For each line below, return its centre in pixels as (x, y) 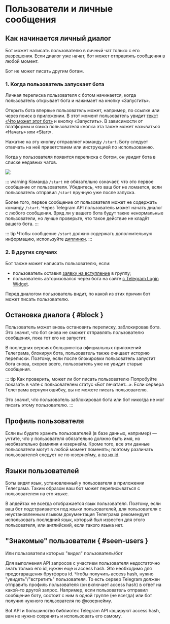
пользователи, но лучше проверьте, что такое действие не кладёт (77, 218)
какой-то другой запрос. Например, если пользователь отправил (77, 590)
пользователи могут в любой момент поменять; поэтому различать (79, 450)
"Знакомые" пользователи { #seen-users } (77, 541)
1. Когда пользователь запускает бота (55, 84)
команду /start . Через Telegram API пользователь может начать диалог (84, 208)
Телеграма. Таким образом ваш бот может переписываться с (73, 488)
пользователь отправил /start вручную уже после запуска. (71, 193)
